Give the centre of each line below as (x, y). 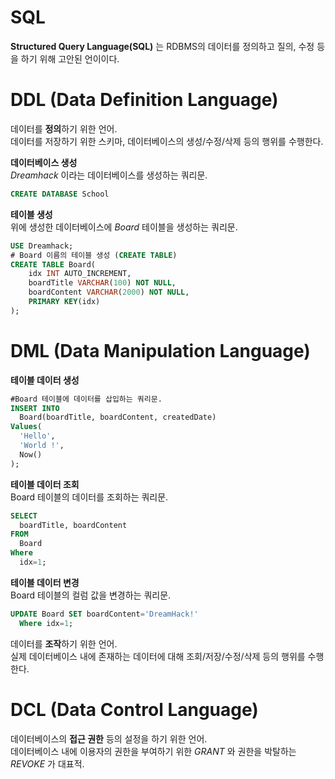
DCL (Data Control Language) (134, 709)
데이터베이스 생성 (44, 162)
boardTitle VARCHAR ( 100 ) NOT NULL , (102, 283)
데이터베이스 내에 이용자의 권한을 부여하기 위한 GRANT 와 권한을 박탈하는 (153, 751)
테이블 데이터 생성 (45, 380)
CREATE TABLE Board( (53, 264)
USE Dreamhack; (42, 246)
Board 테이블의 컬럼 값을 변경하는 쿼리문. (91, 595)
